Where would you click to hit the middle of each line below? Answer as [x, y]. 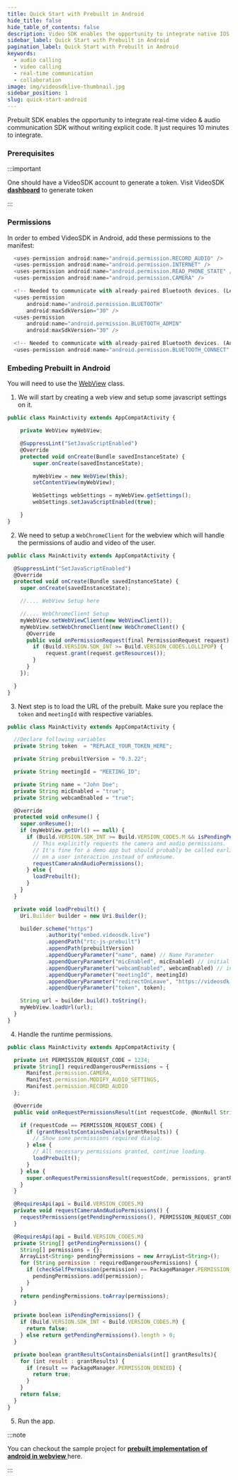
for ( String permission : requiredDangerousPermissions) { [109, 1263]
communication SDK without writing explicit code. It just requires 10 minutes [118, 127]
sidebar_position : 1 [38, 93]
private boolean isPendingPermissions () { [77, 1315]
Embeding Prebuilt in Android [59, 368]
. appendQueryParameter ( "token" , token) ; [106, 988]
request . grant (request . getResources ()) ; [106, 654]
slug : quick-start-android [47, 100]
